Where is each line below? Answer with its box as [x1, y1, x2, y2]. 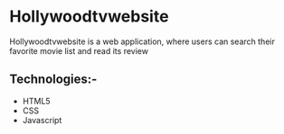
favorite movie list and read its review [9, 45, 149, 56]
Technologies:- [9, 72, 98, 87]
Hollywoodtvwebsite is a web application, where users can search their [9, 36, 276, 47]
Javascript [22, 114, 62, 125]
